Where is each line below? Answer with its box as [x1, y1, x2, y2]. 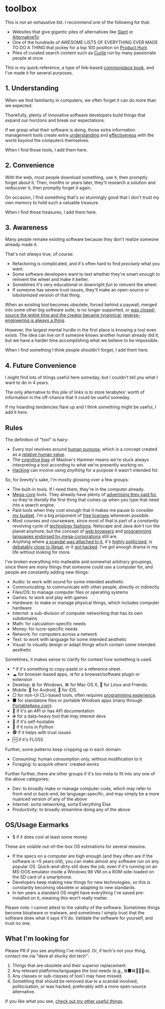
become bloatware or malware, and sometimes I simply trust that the [5, 909, 145, 915]
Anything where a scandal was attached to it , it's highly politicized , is [12, 539, 153, 544]
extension [12, 677, 33, 682]
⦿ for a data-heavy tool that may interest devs [12, 713, 106, 719]
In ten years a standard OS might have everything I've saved [12, 890, 135, 896]
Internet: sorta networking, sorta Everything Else [12, 801, 111, 807]
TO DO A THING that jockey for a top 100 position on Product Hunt [12, 44, 147, 50]
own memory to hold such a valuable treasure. [5, 199, 99, 205]
